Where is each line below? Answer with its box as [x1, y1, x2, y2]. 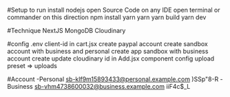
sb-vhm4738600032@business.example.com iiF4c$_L [34, 83, 191, 90]
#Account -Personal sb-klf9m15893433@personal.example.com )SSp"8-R [7, 75, 219, 83]
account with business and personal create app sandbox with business [7, 47, 209, 55]
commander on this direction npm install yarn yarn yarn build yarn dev [7, 13, 207, 21]
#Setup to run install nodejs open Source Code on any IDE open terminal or [7, 6, 220, 14]
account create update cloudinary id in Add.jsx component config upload [7, 54, 215, 63]
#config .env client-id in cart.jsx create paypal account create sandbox [7, 40, 208, 47]
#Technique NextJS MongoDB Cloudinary [7, 27, 126, 34]
